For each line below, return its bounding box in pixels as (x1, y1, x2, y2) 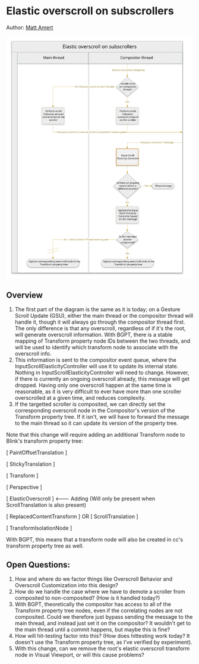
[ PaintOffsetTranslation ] (6, 449, 67, 456)
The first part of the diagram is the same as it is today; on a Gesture (14, 306, 181, 313)
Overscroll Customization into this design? (14, 582, 119, 589)
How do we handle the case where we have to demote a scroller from (14, 588, 185, 596)
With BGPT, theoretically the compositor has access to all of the (14, 601, 171, 608)
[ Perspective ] (6, 484, 43, 491)
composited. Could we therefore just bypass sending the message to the (14, 613, 193, 621)
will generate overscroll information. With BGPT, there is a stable (14, 331, 173, 339)
